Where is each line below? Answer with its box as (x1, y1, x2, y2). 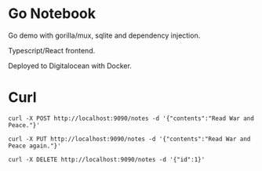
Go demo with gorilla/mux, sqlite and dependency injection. (8, 31, 201, 40)
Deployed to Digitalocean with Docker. (8, 60, 132, 71)
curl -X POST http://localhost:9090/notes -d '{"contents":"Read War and (8, 115, 255, 122)
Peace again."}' (8, 142, 61, 150)
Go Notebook (8, 5, 96, 23)
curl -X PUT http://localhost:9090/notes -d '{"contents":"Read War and (8, 135, 251, 143)
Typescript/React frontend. (8, 45, 96, 55)
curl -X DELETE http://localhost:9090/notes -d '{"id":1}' (8, 155, 206, 163)
